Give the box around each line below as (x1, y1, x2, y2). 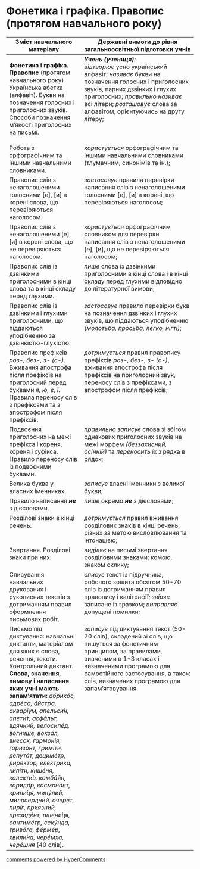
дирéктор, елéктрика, (9, 758, 73, 767)
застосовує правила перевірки (84, 176, 174, 184)
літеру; (84, 114, 104, 123)
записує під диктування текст (84, 624, 171, 633)
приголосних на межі (9, 432, 71, 441)
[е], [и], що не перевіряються (84, 245, 170, 253)
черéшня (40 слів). (9, 840, 64, 849)
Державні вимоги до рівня (97, 38, 178, 46)
